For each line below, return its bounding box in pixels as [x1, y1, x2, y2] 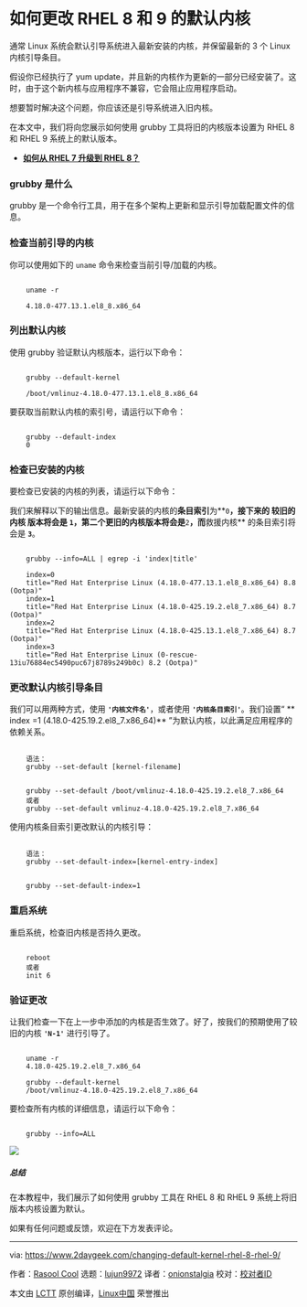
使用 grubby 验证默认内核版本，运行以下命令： [9, 347, 185, 358]
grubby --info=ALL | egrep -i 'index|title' [26, 554, 198, 563]
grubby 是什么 [9, 177, 73, 190]
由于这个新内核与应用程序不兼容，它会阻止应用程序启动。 [25, 82, 242, 93]
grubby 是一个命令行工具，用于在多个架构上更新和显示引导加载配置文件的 [9, 200, 287, 211]
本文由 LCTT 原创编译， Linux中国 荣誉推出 [9, 1287, 170, 1299]
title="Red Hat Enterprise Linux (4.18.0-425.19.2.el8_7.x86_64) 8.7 [26, 603, 297, 612]
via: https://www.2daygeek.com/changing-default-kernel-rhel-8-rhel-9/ [9, 1249, 281, 1260]
